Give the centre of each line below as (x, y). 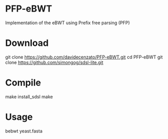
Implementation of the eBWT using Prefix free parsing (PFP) (68, 23)
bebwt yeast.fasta (24, 131)
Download (27, 43)
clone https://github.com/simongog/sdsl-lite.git (54, 62)
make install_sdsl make (29, 97)
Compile (23, 83)
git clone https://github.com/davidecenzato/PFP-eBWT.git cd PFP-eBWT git (84, 57)
